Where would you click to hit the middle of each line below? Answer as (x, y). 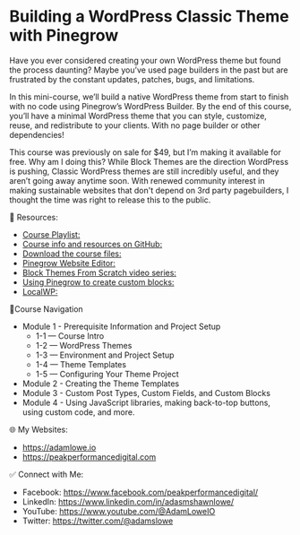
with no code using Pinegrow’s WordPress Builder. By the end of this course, (150, 106)
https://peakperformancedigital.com (89, 457)
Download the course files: (72, 254)
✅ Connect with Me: (47, 474)
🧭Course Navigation (46, 309)
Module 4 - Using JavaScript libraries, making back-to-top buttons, (146, 402)
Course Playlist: (51, 234)
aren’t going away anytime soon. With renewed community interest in (137, 180)
